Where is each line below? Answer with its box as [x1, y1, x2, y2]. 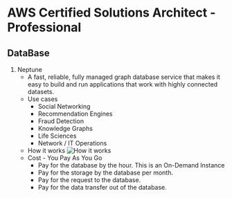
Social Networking [37, 102, 91, 110]
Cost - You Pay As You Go [27, 154, 102, 162]
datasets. [27, 88, 54, 96]
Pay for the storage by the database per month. [37, 168, 173, 177]
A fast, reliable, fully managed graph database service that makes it [27, 73, 220, 81]
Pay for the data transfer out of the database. [37, 183, 168, 191]
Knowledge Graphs [37, 125, 93, 132]
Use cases [27, 95, 58, 103]
